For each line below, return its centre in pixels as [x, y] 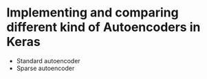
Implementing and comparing [93, 13]
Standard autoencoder [48, 60]
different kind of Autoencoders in [103, 27]
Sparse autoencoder [45, 68]
